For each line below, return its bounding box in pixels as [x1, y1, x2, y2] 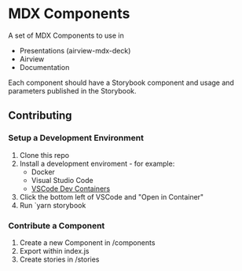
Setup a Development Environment [8, 133, 144, 144]
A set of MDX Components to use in [8, 31, 124, 40]
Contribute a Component [8, 220, 105, 231]
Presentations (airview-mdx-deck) [19, 46, 131, 55]
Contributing [8, 109, 72, 123]
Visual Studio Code [31, 175, 93, 185]
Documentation [19, 62, 70, 71]
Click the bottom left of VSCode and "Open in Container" [19, 192, 204, 201]
